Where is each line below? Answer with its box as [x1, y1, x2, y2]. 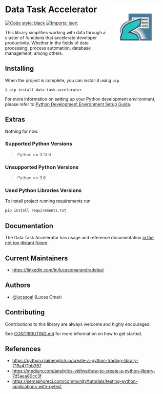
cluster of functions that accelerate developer [5, 35, 97, 41]
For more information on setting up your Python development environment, [5, 96, 156, 102]
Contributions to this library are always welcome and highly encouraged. [5, 321, 151, 327]
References [5, 345, 41, 353]
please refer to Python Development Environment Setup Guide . [5, 101, 132, 107]
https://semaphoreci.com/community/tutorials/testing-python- [12, 378, 138, 384]
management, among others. [5, 50, 63, 56]
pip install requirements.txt [5, 208, 67, 213]
